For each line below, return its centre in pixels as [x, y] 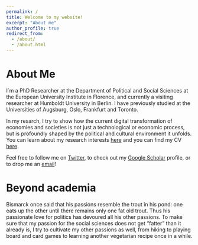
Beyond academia [51, 188]
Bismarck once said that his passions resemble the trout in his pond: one [95, 204]
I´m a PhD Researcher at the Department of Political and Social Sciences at [97, 90]
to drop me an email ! [31, 164]
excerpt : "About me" [32, 23]
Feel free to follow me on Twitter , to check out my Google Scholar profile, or [98, 157]
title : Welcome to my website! [45, 17]
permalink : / [22, 12]
